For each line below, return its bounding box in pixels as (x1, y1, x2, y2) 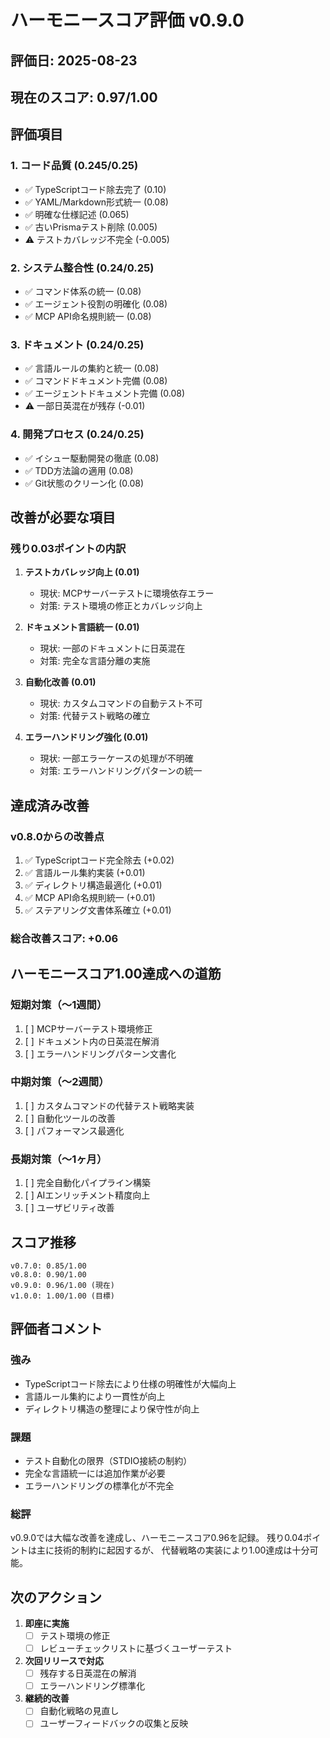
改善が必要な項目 (10, 509, 116, 526)
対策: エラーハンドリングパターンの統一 (39, 765, 203, 777)
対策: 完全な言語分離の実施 (39, 655, 151, 667)
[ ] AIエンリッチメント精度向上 (24, 1189, 151, 1201)
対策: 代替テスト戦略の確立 (39, 710, 151, 722)
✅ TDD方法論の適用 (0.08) (24, 464, 134, 476)
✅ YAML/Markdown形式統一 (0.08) (24, 196, 169, 208)
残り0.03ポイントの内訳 (10, 541, 127, 555)
